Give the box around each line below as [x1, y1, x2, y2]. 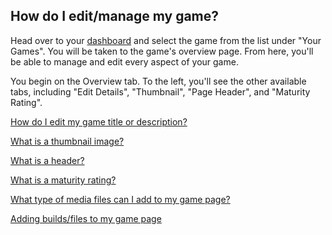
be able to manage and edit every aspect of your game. [10, 55, 239, 68]
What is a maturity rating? [10, 174, 117, 186]
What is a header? [10, 154, 85, 166]
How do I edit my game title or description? [10, 115, 188, 128]
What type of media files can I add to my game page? [10, 193, 231, 205]
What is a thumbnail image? [10, 135, 125, 147]
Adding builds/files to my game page [10, 212, 162, 224]
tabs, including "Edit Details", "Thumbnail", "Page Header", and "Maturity [10, 85, 311, 98]
